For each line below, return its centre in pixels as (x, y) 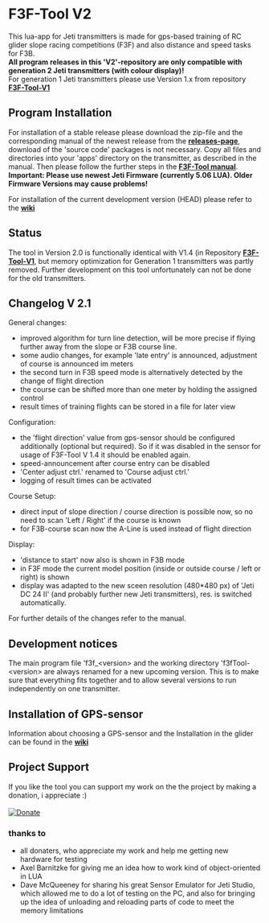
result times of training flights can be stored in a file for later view (128, 406)
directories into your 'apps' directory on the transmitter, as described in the (132, 158)
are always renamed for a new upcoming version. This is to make (151, 672)
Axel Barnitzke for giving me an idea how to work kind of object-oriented (140, 868)
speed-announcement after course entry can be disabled (115, 464)
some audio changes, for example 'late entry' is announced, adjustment (139, 356)
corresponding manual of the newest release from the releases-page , (124, 141)
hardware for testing (54, 859)
